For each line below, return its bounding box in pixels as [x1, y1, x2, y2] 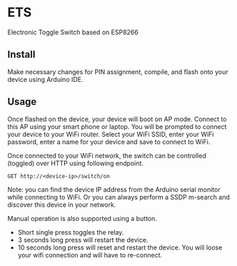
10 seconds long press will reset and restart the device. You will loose [17, 243, 223, 252]
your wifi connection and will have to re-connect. [17, 250, 163, 259]
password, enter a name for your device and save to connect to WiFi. [7, 137, 211, 146]
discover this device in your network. [7, 200, 116, 209]
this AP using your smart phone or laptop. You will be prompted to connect [7, 122, 227, 131]
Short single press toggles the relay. [17, 227, 124, 236]
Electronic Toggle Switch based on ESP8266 [7, 28, 139, 36]
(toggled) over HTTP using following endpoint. [7, 158, 144, 168]
